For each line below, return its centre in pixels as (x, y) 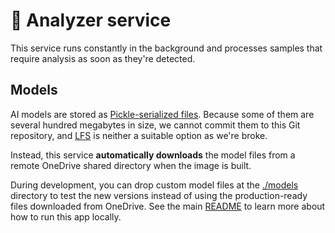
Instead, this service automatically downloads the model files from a (153, 155)
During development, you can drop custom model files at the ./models (154, 185)
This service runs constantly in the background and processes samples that (166, 48)
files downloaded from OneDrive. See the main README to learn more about (168, 206)
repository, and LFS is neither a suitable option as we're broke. (139, 135)
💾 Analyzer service (91, 20)
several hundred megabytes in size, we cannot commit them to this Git (155, 125)
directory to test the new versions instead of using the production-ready (159, 195)
